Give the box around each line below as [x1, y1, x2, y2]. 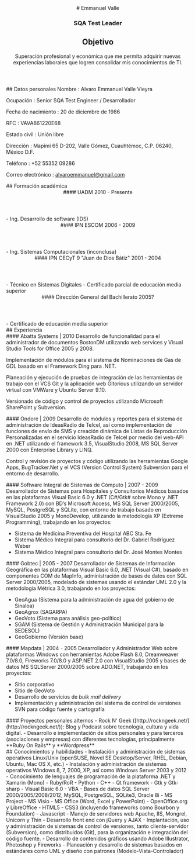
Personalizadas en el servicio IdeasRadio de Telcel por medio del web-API [6, 434, 185, 441]
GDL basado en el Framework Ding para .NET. [6, 362, 116, 369]
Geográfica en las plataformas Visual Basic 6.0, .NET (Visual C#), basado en [6, 566, 189, 573]
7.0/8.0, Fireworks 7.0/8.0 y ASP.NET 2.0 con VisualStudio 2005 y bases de [6, 657, 186, 664]
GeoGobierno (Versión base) [14, 633, 83, 640]
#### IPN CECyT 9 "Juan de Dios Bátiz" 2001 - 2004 [34, 254, 161, 261]
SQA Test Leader [73, 19, 122, 27]
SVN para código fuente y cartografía [14, 706, 105, 713]
